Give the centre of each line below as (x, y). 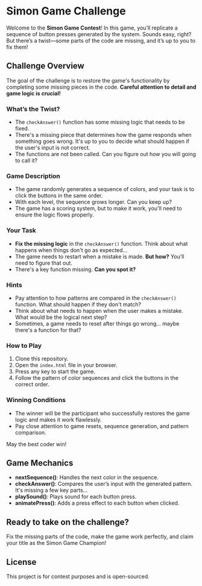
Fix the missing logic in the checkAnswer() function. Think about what (101, 244)
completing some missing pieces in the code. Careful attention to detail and (101, 87)
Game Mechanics (40, 463)
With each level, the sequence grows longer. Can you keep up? (93, 202)
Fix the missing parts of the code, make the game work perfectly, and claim (100, 537)
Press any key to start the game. (55, 371)
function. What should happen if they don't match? (78, 304)
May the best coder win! (36, 444)
